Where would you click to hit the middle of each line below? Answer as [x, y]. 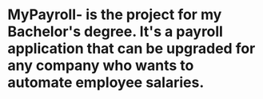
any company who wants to [101, 66]
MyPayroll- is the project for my [115, 15]
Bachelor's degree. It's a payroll [115, 32]
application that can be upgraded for [131, 49]
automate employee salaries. [106, 83]
